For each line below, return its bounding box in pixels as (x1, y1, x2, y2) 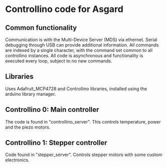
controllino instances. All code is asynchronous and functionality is (5, 52, 143, 58)
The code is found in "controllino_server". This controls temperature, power (5, 118, 161, 124)
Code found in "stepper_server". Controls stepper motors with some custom (5, 151, 162, 158)
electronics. (5, 157, 30, 163)
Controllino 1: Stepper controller (5, 138, 107, 147)
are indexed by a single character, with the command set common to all (5, 47, 153, 53)
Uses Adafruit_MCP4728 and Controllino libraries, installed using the (5, 85, 147, 91)
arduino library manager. (5, 91, 56, 97)
